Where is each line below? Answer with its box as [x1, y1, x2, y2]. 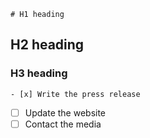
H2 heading [10, 36, 85, 54]
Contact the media [24, 118, 102, 130]
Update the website [24, 106, 107, 119]
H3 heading [10, 66, 68, 80]
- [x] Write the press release [10, 89, 141, 99]
